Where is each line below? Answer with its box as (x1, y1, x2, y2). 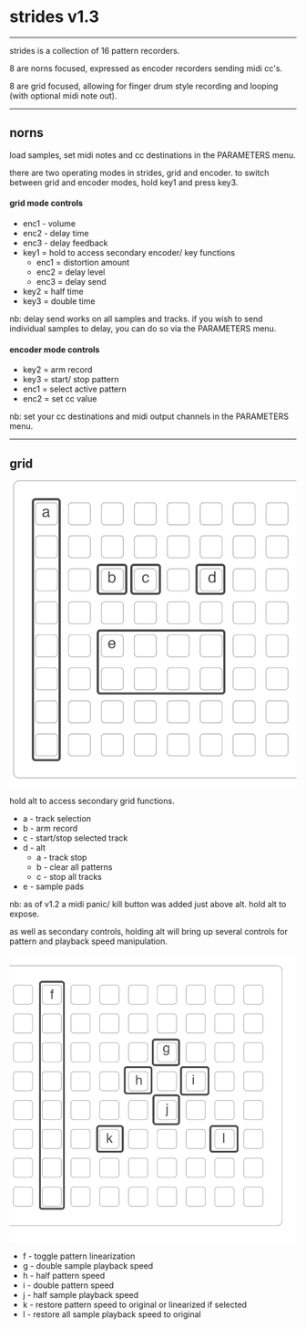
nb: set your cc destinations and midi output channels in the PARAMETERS (9, 411, 290, 422)
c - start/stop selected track (22, 832, 128, 843)
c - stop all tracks (36, 872, 103, 883)
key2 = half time (22, 286, 84, 297)
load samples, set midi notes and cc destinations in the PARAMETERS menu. (9, 149, 296, 161)
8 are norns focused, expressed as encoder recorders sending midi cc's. (9, 62, 283, 74)
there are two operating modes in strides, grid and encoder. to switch (9, 167, 270, 178)
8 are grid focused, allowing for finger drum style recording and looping (9, 80, 279, 91)
